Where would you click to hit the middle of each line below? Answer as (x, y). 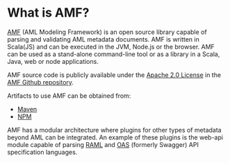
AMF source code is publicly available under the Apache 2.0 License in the (114, 75)
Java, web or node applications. (53, 61)
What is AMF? (48, 13)
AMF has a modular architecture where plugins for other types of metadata (114, 130)
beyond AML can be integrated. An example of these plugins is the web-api (115, 137)
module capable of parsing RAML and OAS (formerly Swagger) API (103, 144)
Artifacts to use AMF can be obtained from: (69, 96)
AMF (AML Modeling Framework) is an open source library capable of (107, 32)
